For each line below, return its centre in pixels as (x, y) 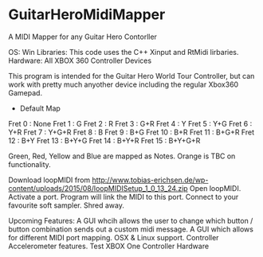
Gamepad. (25, 92)
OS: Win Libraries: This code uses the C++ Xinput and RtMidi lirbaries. (124, 52)
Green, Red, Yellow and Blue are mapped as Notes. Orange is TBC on (122, 156)
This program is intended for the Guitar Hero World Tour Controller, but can (131, 76)
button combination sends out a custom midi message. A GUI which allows (131, 229)
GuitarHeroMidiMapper (87, 15)
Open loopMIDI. (216, 188)
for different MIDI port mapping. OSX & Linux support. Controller (114, 237)
